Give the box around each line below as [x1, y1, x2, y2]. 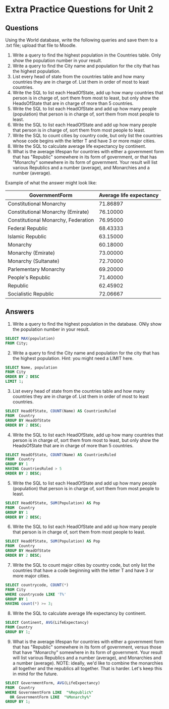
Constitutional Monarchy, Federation [8, 217, 94, 223]
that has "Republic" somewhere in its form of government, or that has [12, 154, 157, 160]
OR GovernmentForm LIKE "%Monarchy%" [10, 694, 92, 699]
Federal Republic [8, 225, 48, 231]
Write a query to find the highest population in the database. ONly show [12, 321, 162, 327]
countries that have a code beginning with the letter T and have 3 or [12, 567, 154, 573]
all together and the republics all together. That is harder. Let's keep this [12, 665, 162, 671]
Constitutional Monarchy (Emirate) [8, 208, 89, 215]
